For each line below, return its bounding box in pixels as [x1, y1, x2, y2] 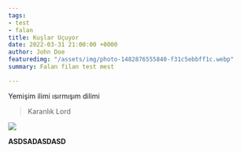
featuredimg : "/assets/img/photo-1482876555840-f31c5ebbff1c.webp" [8, 56, 235, 64]
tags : [8, 11, 26, 20]
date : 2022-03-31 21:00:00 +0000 [8, 41, 118, 49]
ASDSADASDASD [8, 136, 66, 146]
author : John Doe [8, 48, 65, 56]
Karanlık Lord [27, 106, 71, 116]
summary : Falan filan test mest [8, 63, 114, 71]
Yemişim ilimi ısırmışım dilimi [8, 91, 100, 101]
